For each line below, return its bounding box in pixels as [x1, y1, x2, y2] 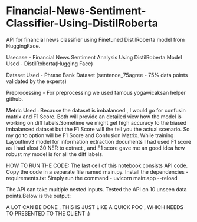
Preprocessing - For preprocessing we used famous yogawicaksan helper [6, 89, 186, 96]
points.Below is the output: [6, 192, 71, 199]
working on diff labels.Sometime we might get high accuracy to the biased [6, 119, 187, 126]
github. [6, 95, 24, 102]
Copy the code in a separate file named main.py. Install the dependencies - [6, 168, 189, 175]
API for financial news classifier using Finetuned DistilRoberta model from [6, 36, 185, 43]
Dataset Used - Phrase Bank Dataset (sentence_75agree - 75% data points [6, 71, 188, 78]
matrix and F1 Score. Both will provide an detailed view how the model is [6, 113, 182, 120]
